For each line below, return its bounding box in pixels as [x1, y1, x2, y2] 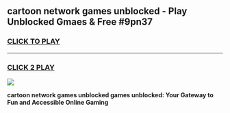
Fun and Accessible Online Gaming [7, 98, 109, 106]
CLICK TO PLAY [7, 37, 60, 47]
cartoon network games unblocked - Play [7, 5, 188, 17]
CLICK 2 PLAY [7, 62, 55, 72]
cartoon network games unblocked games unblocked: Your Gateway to [7, 90, 214, 99]
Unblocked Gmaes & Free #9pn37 [7, 16, 153, 28]
